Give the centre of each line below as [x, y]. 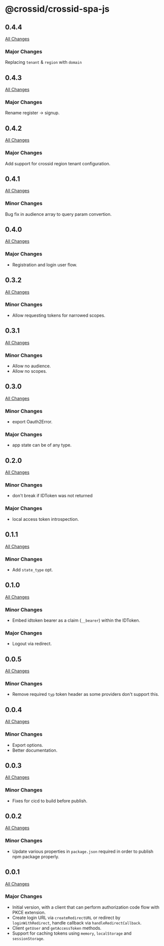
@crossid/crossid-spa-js [57, 9]
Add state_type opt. [32, 569]
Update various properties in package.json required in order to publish [83, 851]
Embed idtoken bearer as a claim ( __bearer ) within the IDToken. [76, 620]
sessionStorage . [28, 938]
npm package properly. [36, 856]
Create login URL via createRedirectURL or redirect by [66, 918]
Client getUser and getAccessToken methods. [57, 928]
